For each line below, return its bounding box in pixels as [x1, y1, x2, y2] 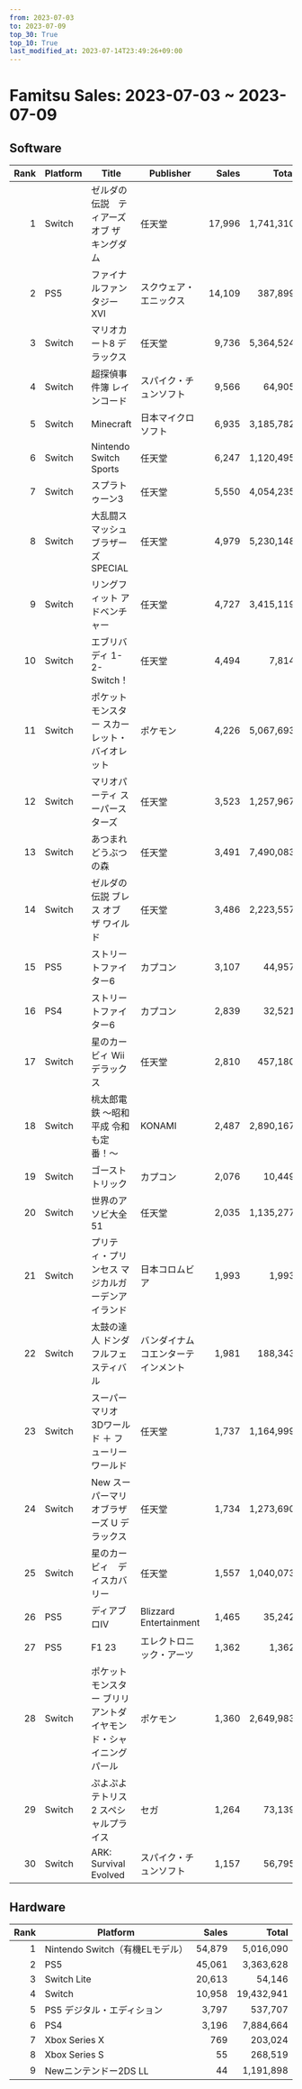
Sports [91, 463, 120, 476]
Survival [91, 1857, 126, 1870]
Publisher [148, 168, 191, 180]
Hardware [9, 1899, 66, 1915]
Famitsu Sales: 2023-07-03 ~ [9, 86, 235, 106]
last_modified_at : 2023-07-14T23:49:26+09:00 [9, 47, 182, 56]
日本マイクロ [140, 412, 195, 424]
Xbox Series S [44, 2048, 104, 2060]
